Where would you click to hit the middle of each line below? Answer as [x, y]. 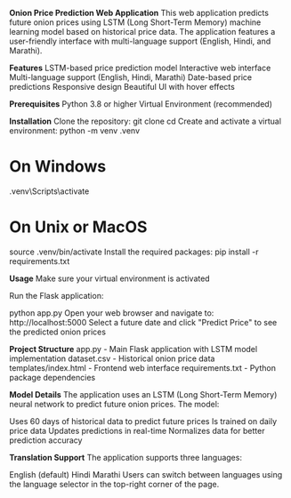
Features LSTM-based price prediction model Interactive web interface [140, 68]
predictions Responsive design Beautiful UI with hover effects [122, 87]
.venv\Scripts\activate [49, 191]
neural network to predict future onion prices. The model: [114, 404]
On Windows [58, 167]
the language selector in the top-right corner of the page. [114, 484]
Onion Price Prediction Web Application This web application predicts [139, 13]
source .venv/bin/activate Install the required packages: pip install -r [134, 252]
